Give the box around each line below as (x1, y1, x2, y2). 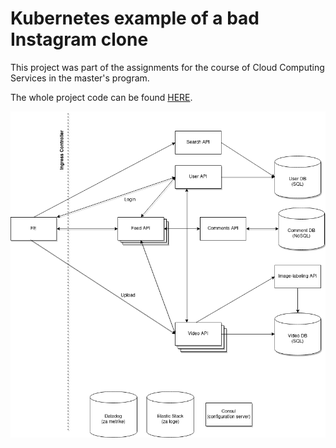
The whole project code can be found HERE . (10, 91, 193, 103)
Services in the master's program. (10, 72, 150, 84)
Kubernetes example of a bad (10, 7, 260, 30)
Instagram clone (10, 28, 149, 51)
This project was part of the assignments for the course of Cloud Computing (10, 61, 325, 73)
